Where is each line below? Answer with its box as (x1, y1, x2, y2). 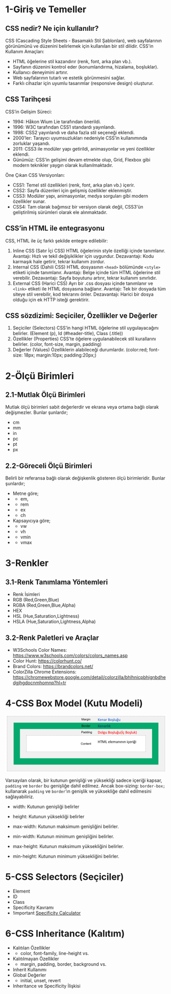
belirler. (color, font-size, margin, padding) (12, 341, 102, 347)
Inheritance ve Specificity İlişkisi (12, 983, 81, 989)
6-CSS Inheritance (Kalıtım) (5, 928, 125, 940)
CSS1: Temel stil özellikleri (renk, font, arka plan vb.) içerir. (12, 182, 135, 188)
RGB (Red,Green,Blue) (12, 597, 60, 603)
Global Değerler (12, 972, 46, 978)
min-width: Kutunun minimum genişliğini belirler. (12, 834, 114, 840)
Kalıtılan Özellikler (12, 945, 51, 951)
